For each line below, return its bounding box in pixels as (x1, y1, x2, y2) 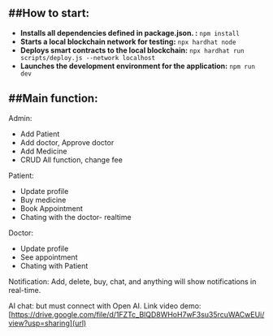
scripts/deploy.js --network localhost (19, 54, 156, 62)
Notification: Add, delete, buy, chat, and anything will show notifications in (8, 276, 257, 286)
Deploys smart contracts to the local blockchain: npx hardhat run (19, 45, 245, 55)
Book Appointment (19, 203, 84, 213)
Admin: (8, 113, 32, 123)
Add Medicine (19, 146, 67, 156)
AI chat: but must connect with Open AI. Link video (8, 300, 179, 311)
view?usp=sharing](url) (8, 318, 87, 328)
